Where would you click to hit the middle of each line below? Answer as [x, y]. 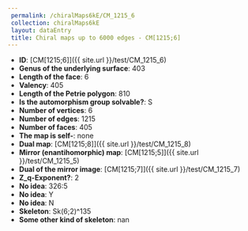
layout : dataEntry [41, 30]
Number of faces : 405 [55, 127]
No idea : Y [36, 195]
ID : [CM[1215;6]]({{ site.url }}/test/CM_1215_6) [92, 60]
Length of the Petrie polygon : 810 [75, 94]
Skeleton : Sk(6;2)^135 [55, 211]
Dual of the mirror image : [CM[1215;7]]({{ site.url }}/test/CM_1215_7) [130, 169]
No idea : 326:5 [43, 186]
